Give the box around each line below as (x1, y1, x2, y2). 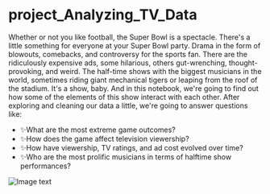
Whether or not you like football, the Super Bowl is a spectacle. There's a (8, 32, 251, 42)
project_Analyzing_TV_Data (8, 6, 197, 24)
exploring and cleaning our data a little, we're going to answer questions (8, 101, 248, 110)
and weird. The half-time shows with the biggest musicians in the (45, 66, 262, 76)
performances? (19, 161, 71, 171)
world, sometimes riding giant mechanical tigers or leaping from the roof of (8, 75, 258, 85)
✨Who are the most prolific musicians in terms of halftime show (19, 151, 232, 162)
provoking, (8, 66, 44, 76)
